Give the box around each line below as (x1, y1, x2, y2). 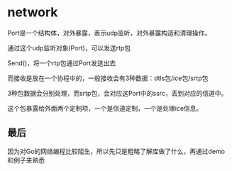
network (7, 4, 58, 21)
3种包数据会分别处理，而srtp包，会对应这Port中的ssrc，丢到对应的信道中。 (7, 89, 228, 97)
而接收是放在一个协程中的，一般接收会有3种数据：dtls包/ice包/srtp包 (7, 74, 209, 82)
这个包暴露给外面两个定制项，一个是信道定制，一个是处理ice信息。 (7, 104, 203, 112)
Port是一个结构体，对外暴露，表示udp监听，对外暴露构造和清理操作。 (7, 28, 211, 37)
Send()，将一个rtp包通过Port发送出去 (7, 58, 116, 67)
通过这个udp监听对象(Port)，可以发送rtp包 (7, 43, 131, 52)
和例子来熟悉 (7, 155, 45, 164)
